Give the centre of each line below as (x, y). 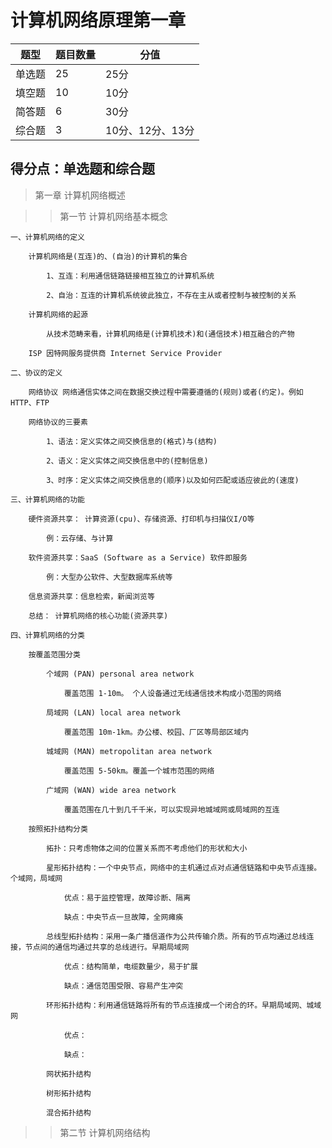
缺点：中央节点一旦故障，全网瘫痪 (123, 917)
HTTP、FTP (30, 402)
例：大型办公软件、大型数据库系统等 (109, 577)
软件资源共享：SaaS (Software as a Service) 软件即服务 (138, 557)
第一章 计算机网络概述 (80, 195)
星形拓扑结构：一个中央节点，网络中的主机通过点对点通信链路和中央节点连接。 (184, 867)
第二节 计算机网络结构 (105, 1132)
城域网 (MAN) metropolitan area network (129, 751)
